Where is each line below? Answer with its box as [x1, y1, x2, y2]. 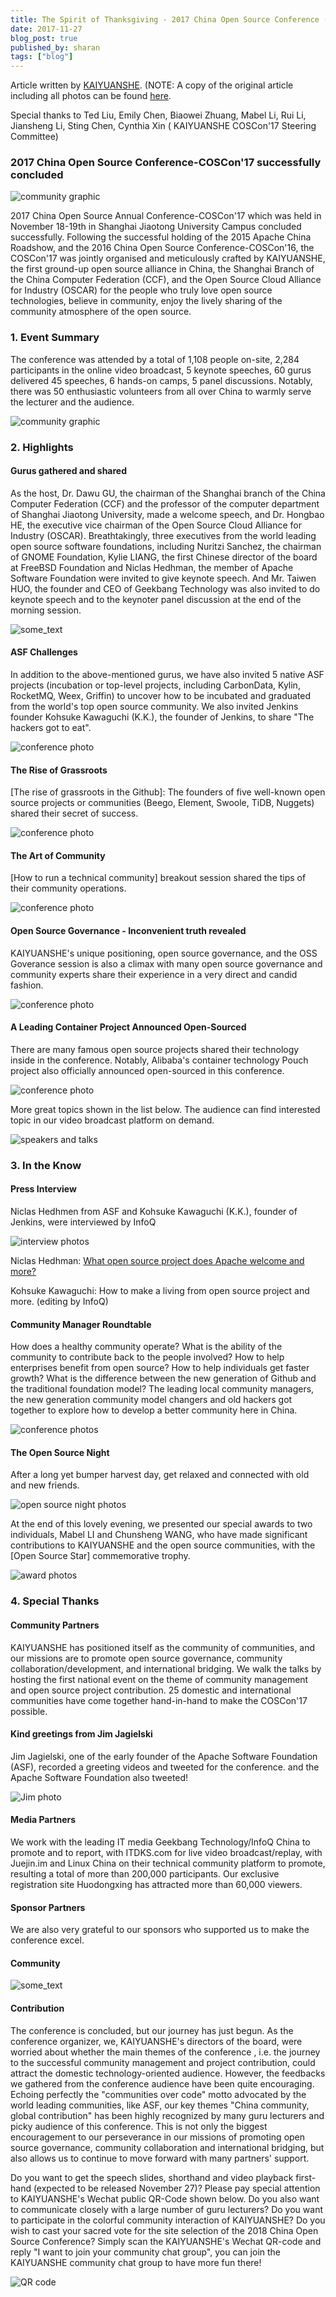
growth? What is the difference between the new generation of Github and [10, 1372, 317, 1385]
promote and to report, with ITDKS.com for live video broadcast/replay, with [10, 1846, 323, 1858]
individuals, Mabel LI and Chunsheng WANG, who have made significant [10, 1529, 308, 1541]
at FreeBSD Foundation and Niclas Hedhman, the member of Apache [10, 561, 294, 573]
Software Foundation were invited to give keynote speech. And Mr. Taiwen [10, 572, 317, 584]
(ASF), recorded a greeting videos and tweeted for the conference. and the [10, 1761, 320, 1773]
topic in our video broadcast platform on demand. [10, 1114, 215, 1126]
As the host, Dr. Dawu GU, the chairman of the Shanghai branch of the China [10, 487, 326, 499]
